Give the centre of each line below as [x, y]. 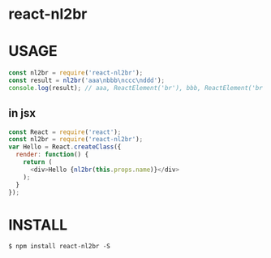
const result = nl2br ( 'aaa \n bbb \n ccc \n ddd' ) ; [86, 80]
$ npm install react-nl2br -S [60, 247]
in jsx [22, 113]
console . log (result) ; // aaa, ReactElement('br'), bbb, [105, 88]
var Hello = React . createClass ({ [65, 147]
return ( [38, 162]
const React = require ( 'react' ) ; [65, 132]
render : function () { [52, 155]
